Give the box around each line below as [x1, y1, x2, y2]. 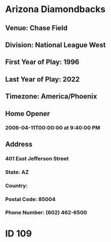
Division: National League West [5, 40, 106, 49]
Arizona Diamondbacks [5, 4, 106, 15]
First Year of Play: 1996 [5, 58, 80, 67]
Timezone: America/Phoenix [5, 92, 97, 101]
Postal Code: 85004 [5, 196, 56, 203]
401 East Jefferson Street [5, 155, 69, 162]
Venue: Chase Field [5, 24, 68, 32]
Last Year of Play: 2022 [5, 75, 80, 84]
